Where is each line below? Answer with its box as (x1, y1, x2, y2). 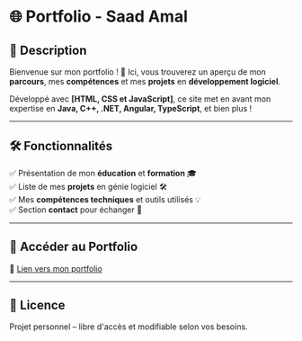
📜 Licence (9, 298, 66, 313)
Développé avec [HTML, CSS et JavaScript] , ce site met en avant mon (9, 94, 271, 104)
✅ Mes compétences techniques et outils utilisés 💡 (9, 193, 201, 204)
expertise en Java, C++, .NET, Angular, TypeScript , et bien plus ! (9, 103, 253, 113)
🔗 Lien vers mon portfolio (9, 263, 103, 274)
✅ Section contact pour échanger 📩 (9, 204, 142, 215)
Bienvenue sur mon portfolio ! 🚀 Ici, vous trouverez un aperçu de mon (9, 67, 267, 77)
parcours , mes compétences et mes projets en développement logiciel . (9, 76, 281, 86)
